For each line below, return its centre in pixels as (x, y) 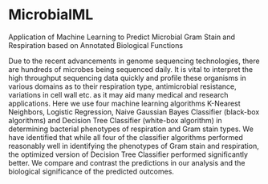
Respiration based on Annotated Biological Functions (95, 45)
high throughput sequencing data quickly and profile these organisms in (127, 78)
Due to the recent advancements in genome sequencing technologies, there (134, 61)
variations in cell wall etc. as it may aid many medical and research (118, 94)
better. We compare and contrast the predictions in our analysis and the (127, 162)
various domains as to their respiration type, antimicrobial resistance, (122, 86)
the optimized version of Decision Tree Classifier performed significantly (128, 154)
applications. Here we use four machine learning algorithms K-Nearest (124, 103)
